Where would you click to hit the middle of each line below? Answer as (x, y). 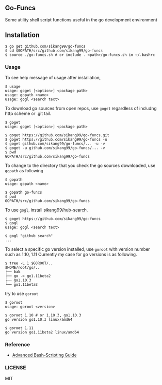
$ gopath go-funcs (24, 192)
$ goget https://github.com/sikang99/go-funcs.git (57, 135)
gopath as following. (25, 170)
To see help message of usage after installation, (53, 77)
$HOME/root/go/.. (23, 267)
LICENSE (16, 368)
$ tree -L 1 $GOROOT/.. (29, 263)
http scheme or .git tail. (28, 113)
